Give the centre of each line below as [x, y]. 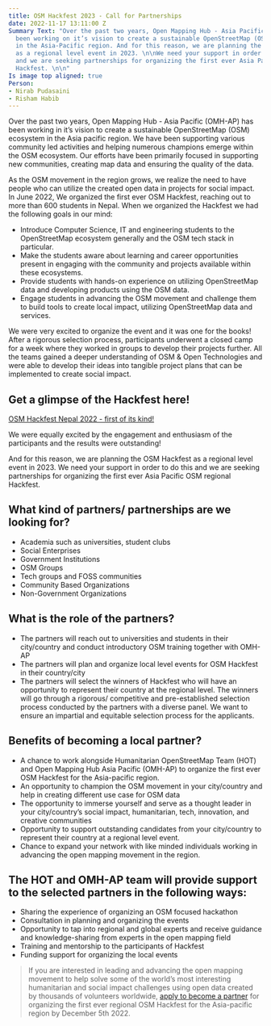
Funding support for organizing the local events [99, 955]
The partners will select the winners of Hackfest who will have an [128, 681]
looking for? [39, 523]
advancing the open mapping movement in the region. [110, 854]
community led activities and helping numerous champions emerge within [131, 147]
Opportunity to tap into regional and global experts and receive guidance [141, 929]
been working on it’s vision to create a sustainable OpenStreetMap [133, 38]
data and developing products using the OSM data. [104, 290]
